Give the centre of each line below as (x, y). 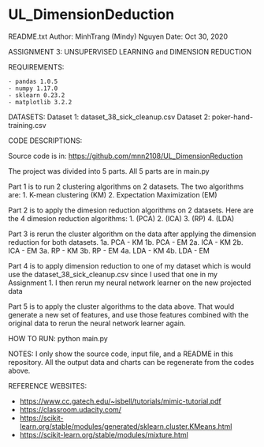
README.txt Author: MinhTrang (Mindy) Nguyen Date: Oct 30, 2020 (118, 36)
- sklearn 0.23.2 (37, 95)
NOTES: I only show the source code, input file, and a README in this (121, 354)
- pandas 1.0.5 (33, 81)
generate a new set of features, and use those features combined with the (128, 314)
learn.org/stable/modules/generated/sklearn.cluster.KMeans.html (126, 426)
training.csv (27, 125)
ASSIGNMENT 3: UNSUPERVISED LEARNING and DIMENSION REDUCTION (130, 51)
